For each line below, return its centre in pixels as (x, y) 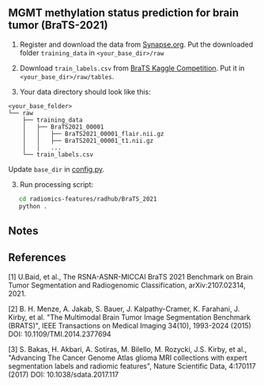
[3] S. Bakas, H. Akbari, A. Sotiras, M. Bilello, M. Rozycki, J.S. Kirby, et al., (128, 349)
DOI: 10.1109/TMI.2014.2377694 (60, 334)
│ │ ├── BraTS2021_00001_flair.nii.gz (93, 133)
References (37, 258)
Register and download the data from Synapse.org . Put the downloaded (136, 44)
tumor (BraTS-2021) (58, 26)
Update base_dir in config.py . (57, 169)
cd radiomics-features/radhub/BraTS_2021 (88, 199)
